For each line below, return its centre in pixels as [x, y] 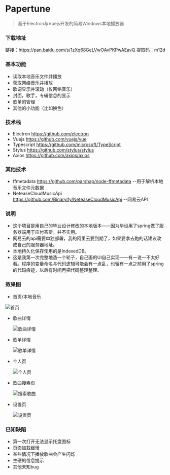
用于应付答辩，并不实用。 [53, 232]
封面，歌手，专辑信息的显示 [42, 95]
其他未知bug [26, 467]
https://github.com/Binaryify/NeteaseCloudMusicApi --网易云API [80, 199]
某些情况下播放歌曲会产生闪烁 [44, 454]
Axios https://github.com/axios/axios [51, 155]
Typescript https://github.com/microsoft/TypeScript [66, 144]
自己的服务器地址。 [37, 245]
